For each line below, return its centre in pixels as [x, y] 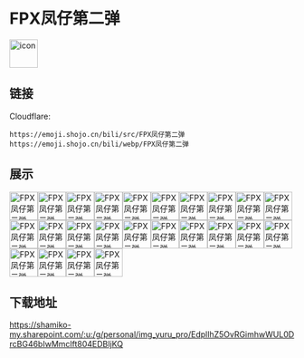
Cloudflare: [30, 116]
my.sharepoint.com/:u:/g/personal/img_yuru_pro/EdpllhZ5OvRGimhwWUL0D [152, 334]
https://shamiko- [40, 325]
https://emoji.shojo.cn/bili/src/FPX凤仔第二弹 [97, 134]
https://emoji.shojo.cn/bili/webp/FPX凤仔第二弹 [100, 144]
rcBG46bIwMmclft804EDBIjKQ [66, 344]
